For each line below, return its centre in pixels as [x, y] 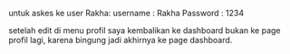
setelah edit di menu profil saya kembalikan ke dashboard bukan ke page [145, 30]
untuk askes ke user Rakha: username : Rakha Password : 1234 [126, 13]
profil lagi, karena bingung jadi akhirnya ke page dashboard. [121, 40]
